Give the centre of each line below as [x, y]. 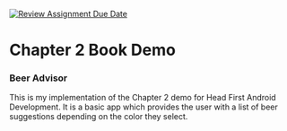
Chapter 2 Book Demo [93, 50]
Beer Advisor [39, 78]
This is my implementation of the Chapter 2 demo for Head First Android [143, 98]
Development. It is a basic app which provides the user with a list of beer [143, 107]
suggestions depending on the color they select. [99, 117]
